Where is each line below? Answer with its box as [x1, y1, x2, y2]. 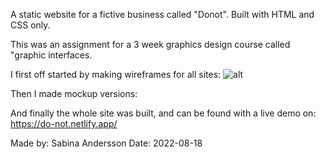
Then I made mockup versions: [10, 88, 138, 99]
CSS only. [10, 19, 51, 31]
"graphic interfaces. [10, 49, 93, 61]
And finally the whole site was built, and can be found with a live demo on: [10, 107, 317, 119]
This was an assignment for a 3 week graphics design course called [10, 39, 291, 50]
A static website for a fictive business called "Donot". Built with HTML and [10, 9, 315, 20]
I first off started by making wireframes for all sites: [10, 69, 222, 80]
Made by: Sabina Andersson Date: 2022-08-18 [10, 137, 203, 149]
